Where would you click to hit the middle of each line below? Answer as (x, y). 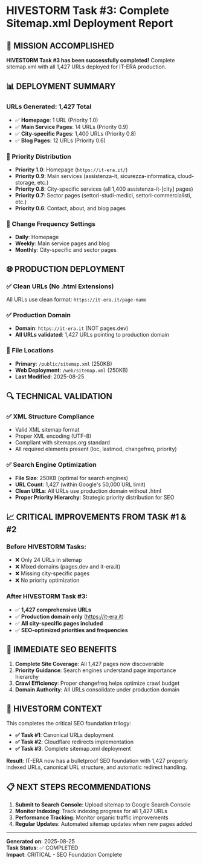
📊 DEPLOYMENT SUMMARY (61, 86)
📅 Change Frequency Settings (51, 223)
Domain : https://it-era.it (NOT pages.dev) (72, 328)
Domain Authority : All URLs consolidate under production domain (97, 690)
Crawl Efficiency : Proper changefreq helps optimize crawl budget (97, 683)
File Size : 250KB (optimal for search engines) (72, 478)
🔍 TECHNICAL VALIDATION (60, 396)
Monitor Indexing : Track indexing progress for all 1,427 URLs (91, 811)
